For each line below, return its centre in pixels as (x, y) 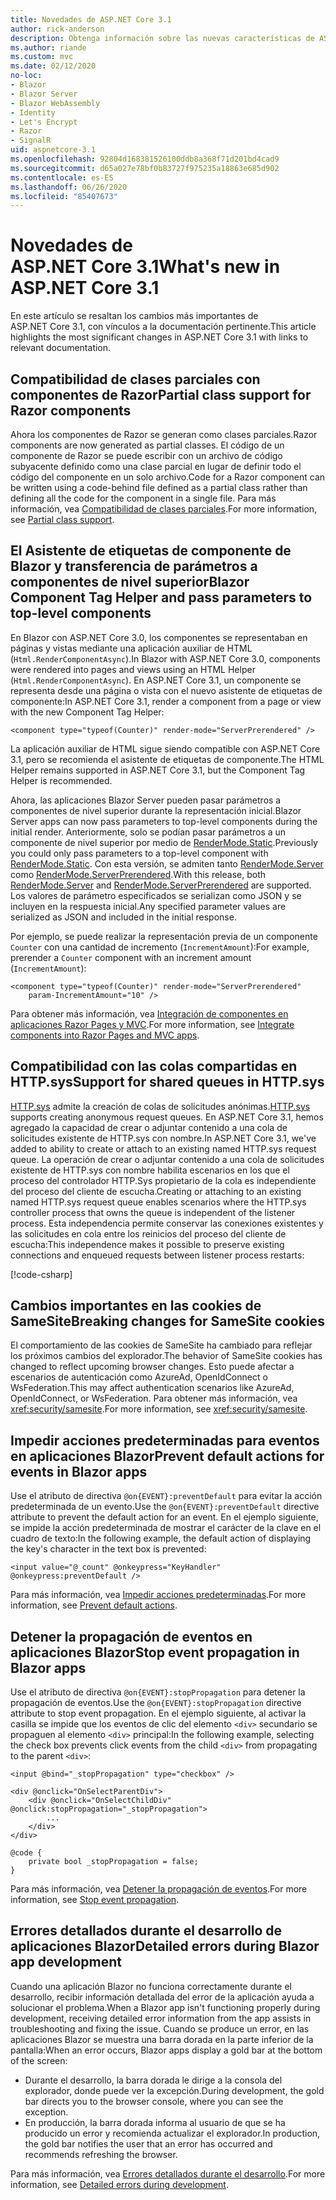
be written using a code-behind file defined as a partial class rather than (159, 487)
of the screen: (39, 2060)
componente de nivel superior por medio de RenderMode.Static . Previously (164, 842)
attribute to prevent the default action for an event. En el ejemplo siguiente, (164, 1517)
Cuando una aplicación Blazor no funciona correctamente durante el (151, 1986)
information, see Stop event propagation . (95, 1900)
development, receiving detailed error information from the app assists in (161, 2018)
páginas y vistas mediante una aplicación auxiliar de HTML (131, 648)
